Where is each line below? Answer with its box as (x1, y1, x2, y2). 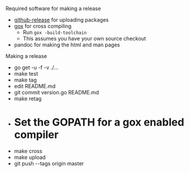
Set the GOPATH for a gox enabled (14, 116, 185, 129)
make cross (14, 147, 42, 154)
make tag (14, 76, 37, 83)
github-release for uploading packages (14, 16, 109, 23)
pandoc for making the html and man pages (14, 41, 121, 48)
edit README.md (14, 83, 56, 90)
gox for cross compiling (14, 23, 72, 29)
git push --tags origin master (14, 160, 84, 167)
